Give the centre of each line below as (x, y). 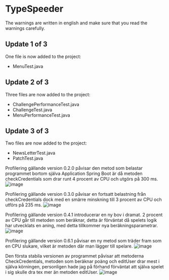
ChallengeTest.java (32, 110)
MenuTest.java (28, 66)
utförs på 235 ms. (24, 205)
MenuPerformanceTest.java (41, 115)
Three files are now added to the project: (48, 94)
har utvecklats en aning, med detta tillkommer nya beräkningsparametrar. (82, 226)
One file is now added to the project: (43, 56)
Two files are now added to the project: (46, 143)
